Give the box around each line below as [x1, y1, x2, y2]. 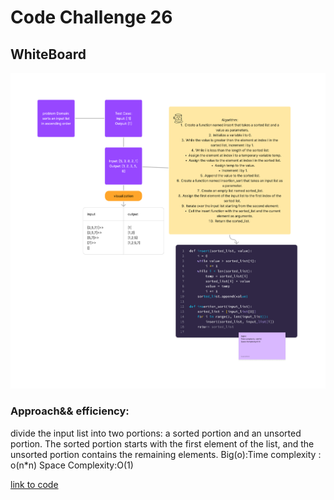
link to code [10, 478, 59, 490]
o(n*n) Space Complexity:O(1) [10, 459, 134, 471]
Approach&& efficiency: [10, 404, 130, 418]
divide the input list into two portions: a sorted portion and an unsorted [10, 427, 302, 439]
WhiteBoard [10, 46, 87, 63]
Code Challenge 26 [10, 6, 173, 29]
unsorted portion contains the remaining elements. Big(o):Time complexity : [10, 448, 322, 460]
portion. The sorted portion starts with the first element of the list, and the [10, 437, 315, 450]
